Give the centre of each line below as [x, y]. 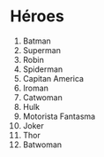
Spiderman [43, 69]
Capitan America [53, 78]
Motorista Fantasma [59, 116]
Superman [41, 50]
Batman [37, 41]
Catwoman [42, 97]
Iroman [36, 88]
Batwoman [42, 145]
